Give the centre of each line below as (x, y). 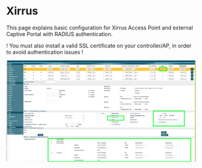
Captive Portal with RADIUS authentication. (60, 34)
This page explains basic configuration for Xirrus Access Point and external (100, 28)
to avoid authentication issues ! (45, 52)
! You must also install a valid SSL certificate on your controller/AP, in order (99, 46)
